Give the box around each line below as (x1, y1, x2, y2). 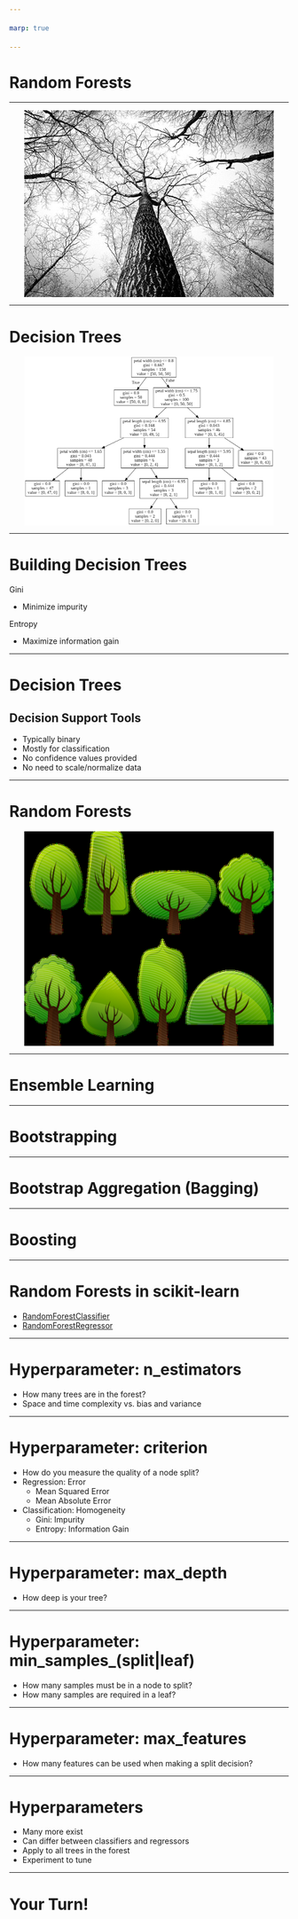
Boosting (9, 1230, 77, 1250)
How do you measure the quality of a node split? (21, 1467, 200, 1477)
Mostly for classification (21, 743, 111, 754)
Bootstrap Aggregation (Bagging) (9, 1179, 260, 1199)
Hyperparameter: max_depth (9, 1563, 228, 1583)
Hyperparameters (9, 1797, 144, 1817)
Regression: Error (21, 1476, 86, 1487)
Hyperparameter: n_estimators (9, 1359, 242, 1379)
